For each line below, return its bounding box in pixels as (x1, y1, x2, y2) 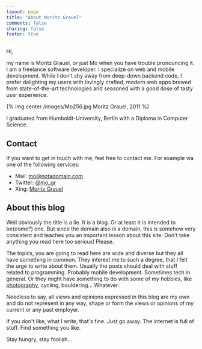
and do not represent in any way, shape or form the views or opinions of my (6, 299, 194, 307)
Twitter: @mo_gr (14, 179, 56, 186)
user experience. (6, 91, 48, 99)
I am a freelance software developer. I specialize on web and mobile (6, 66, 175, 73)
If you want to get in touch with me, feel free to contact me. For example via (6, 154, 194, 161)
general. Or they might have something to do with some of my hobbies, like (6, 275, 192, 282)
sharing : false (6, 25, 44, 32)
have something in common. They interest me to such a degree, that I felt (6, 256, 188, 263)
